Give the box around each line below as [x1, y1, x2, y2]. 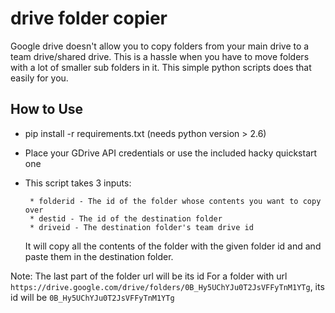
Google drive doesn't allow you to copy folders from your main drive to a [10, 40, 310, 52]
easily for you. [10, 72, 69, 84]
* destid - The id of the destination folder [29, 213, 223, 224]
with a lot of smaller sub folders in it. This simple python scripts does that [10, 61, 312, 73]
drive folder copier [10, 7, 168, 30]
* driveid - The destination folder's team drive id [29, 222, 254, 232]
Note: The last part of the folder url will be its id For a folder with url [10, 270, 288, 282]
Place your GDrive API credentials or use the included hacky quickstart [24, 147, 318, 159]
